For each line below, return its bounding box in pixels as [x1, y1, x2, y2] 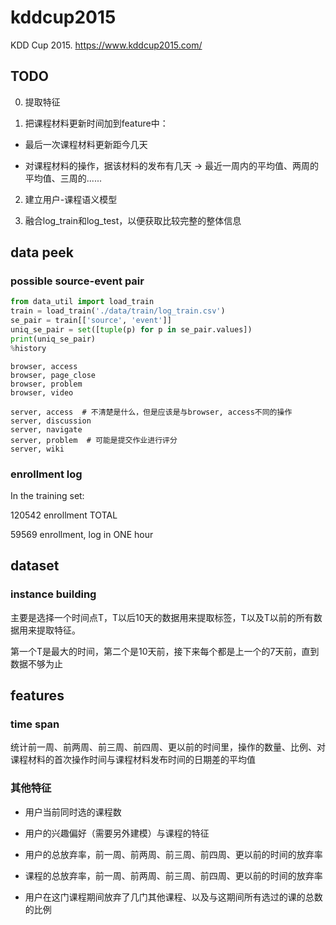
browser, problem [10, 379, 83, 389]
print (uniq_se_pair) [10, 334, 97, 344]
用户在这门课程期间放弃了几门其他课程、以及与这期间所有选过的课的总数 [24, 891, 323, 903]
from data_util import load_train [10, 297, 155, 307]
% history [10, 343, 47, 353]
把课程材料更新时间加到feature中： [24, 117, 169, 129]
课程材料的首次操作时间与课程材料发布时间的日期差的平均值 [10, 754, 256, 766]
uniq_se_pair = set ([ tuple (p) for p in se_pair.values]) [10, 325, 253, 335]
